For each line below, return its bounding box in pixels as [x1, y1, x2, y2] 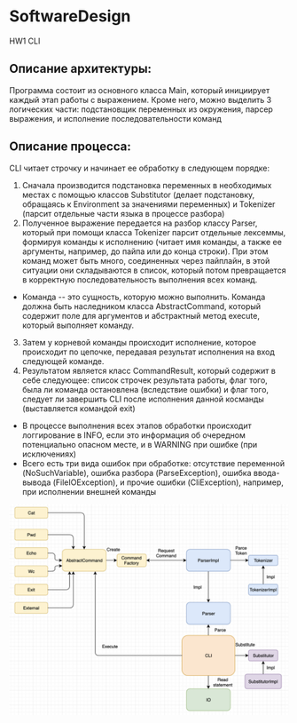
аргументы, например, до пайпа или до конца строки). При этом [21, 246, 269, 257]
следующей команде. [21, 355, 105, 366]
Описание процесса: [9, 139, 131, 155]
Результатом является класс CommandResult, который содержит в [21, 365, 277, 376]
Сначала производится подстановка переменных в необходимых [21, 179, 272, 190]
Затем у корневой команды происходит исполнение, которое [21, 337, 257, 347]
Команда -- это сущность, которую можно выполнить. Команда [21, 291, 266, 302]
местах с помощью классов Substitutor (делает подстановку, [21, 189, 255, 200]
